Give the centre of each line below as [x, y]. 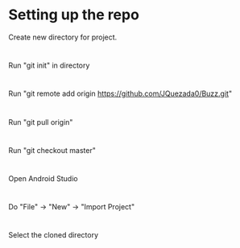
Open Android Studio [43, 178]
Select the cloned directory [54, 235]
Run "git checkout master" [52, 150]
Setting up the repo [74, 15]
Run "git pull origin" [41, 122]
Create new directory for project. [63, 37]
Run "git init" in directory [49, 65]
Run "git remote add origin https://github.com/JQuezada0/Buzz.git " [120, 93]
